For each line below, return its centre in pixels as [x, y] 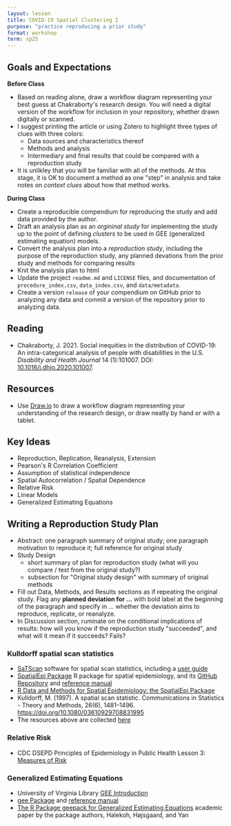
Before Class [26, 83]
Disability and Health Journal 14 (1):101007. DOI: [85, 360]
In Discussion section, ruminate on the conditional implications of [110, 621]
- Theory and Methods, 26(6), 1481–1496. [76, 705]
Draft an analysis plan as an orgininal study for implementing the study [118, 226]
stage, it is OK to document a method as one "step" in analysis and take [119, 177]
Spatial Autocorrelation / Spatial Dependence [81, 481]
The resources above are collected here [74, 720]
